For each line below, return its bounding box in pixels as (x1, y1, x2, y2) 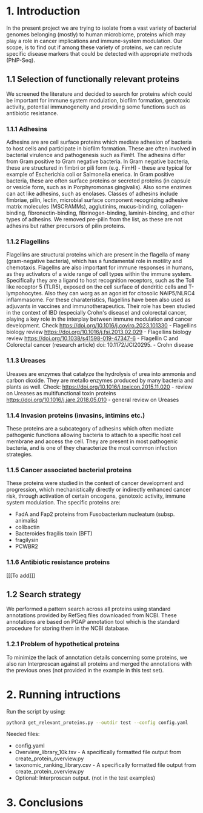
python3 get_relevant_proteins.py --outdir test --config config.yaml (6, 720, 188, 726)
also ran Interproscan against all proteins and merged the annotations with (6, 660, 192, 667)
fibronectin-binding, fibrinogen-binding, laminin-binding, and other (28, 209, 195, 216)
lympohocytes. (6, 290, 44, 297)
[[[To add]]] (6, 572, 35, 579)
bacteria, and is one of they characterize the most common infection (6, 444, 178, 451)
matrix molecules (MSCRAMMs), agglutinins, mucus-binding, (6, 203, 159, 210)
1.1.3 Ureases (6, 356, 46, 365)
